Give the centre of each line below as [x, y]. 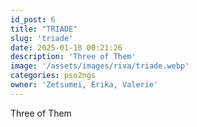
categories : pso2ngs [53, 76]
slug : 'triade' [42, 38]
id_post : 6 [33, 19]
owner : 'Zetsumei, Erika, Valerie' [84, 85]
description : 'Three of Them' [73, 57]
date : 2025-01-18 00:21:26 [66, 47]
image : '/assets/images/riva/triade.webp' [100, 66]
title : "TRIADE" [44, 29]
